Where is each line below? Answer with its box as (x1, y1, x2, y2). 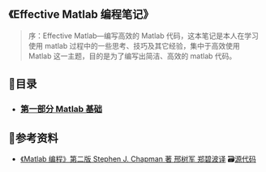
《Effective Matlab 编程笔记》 (8, 7, 154, 22)
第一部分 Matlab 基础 (19, 104, 103, 115)
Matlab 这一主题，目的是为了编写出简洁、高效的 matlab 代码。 (28, 51, 237, 61)
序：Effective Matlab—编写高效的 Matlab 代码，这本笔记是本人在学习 (28, 31, 260, 41)
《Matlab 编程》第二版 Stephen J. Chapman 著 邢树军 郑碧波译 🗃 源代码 (19, 153, 257, 164)
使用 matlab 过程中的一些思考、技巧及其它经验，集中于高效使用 (28, 41, 241, 50)
